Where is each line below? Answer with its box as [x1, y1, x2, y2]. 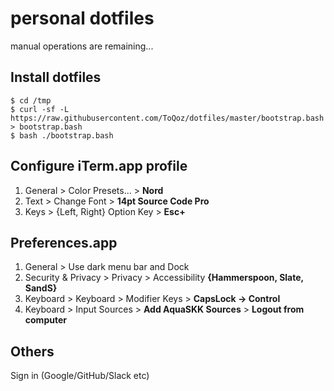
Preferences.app [10, 234, 118, 251]
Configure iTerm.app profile [10, 158, 188, 175]
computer [24, 314, 67, 326]
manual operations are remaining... [10, 40, 154, 52]
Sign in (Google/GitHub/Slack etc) [10, 370, 150, 382]
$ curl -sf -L [10, 104, 70, 114]
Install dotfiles [10, 69, 102, 86]
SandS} [24, 282, 58, 294]
